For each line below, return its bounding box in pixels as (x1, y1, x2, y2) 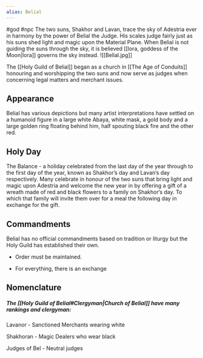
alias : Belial (6, 8, 42, 15)
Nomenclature (6, 283, 62, 293)
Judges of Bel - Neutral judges (6, 345, 83, 352)
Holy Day (6, 146, 41, 157)
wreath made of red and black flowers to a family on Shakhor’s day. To (6, 189, 182, 196)
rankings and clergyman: (6, 306, 72, 313)
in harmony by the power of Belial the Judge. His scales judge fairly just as (6, 32, 193, 39)
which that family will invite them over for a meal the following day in (6, 195, 177, 202)
